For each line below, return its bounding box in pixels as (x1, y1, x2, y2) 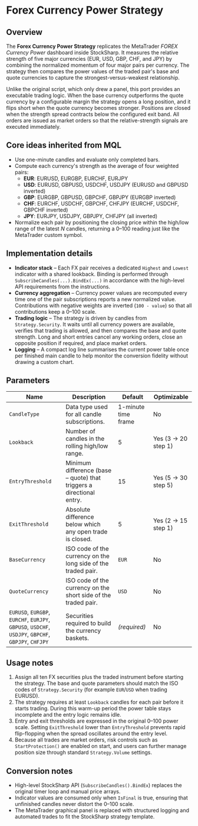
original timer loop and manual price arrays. (14, 788, 121, 795)
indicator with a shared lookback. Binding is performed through (14, 270, 169, 278)
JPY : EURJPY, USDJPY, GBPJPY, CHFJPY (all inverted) (23, 212, 158, 219)
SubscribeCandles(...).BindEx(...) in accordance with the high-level (14, 277, 184, 284)
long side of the (65, 560, 109, 568)
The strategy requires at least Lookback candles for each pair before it (14, 698, 184, 706)
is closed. (65, 535, 93, 544)
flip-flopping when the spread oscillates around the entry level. (14, 730, 168, 737)
